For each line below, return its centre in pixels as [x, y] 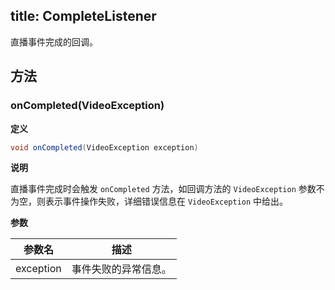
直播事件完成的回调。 [54, 41]
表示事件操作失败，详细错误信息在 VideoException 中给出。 [166, 201]
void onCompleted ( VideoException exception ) [104, 147]
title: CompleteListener [83, 16]
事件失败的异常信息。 [121, 269]
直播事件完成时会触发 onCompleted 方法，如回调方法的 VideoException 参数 [163, 189]
